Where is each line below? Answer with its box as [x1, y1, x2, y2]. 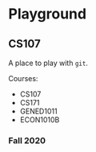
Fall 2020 [8, 134, 46, 146]
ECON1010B [19, 115, 60, 125]
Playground [8, 5, 86, 23]
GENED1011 [19, 106, 58, 116]
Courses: [8, 74, 38, 83]
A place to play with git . [8, 58, 88, 68]
